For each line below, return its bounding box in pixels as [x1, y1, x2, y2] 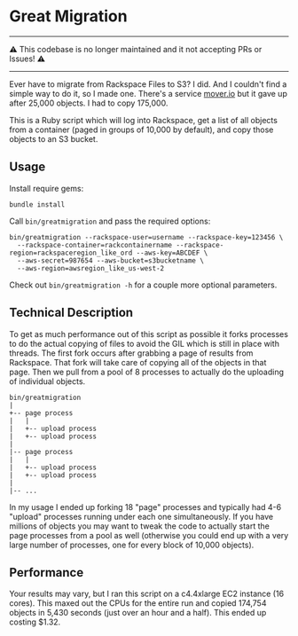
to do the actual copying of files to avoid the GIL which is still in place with [9, 338, 279, 349]
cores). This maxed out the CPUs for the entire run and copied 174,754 [9, 598, 267, 609]
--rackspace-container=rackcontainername [17, 240, 173, 249]
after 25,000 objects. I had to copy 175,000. [9, 98, 169, 108]
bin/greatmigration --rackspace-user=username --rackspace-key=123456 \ [9, 232, 284, 241]
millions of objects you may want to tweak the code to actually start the [9, 521, 271, 531]
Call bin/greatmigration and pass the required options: [9, 216, 211, 226]
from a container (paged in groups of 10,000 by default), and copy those [9, 124, 274, 135]
